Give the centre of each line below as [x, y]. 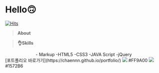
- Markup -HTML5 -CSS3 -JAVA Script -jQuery [84, 54]
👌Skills [25, 43]
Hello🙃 [21, 10]
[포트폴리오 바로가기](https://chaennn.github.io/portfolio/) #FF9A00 [77, 60]
